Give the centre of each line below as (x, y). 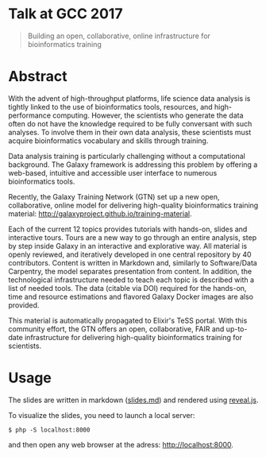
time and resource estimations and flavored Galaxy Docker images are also (131, 296)
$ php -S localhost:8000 (49, 430)
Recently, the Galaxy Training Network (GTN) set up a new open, (114, 196)
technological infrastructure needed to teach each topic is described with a (131, 280)
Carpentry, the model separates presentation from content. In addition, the (130, 271)
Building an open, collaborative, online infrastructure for (119, 36)
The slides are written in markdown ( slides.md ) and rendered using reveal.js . (133, 400)
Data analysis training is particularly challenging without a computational (127, 156)
